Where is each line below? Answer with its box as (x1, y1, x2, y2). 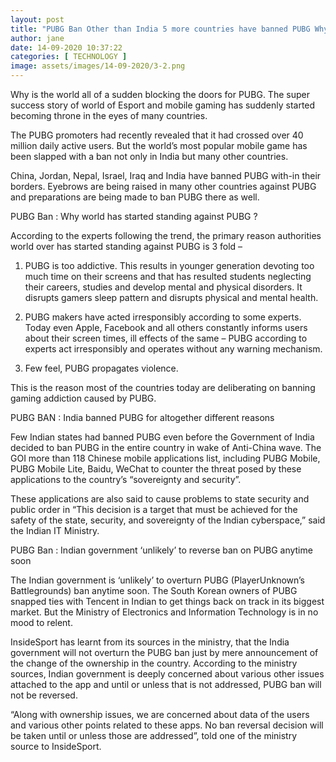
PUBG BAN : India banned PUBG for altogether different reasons (10, 412, 275, 423)
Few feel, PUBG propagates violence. (24, 362, 179, 374)
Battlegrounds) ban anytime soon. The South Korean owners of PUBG (10, 585, 298, 596)
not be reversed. (10, 689, 78, 701)
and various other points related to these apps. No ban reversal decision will (10, 719, 324, 731)
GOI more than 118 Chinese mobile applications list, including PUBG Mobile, (10, 452, 321, 464)
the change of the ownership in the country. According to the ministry (10, 657, 298, 669)
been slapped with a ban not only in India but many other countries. (10, 151, 289, 162)
